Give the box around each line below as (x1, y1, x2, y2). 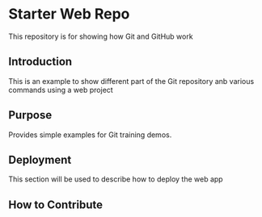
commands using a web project (8, 85, 113, 94)
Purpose (8, 108, 53, 122)
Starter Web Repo (8, 5, 130, 23)
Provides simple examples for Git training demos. (8, 130, 172, 140)
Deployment (8, 152, 72, 166)
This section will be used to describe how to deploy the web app (8, 174, 224, 184)
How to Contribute (8, 198, 104, 211)
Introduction (8, 55, 73, 69)
